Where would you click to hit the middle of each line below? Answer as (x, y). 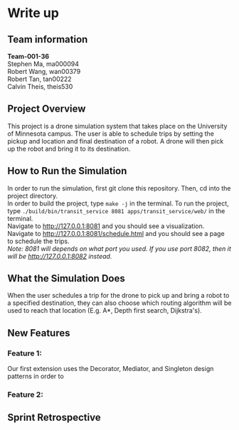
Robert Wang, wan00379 (44, 71)
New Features (39, 333)
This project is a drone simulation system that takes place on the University (117, 126)
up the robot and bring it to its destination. (69, 149)
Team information (48, 39)
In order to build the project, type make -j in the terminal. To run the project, (118, 203)
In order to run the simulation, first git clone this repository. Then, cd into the (119, 188)
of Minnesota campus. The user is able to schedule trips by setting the (111, 134)
